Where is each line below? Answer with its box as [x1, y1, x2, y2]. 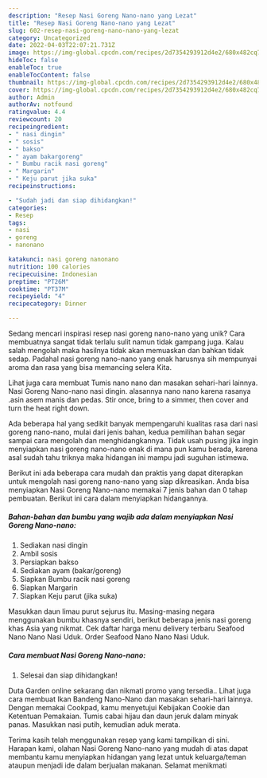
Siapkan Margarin [19, 583, 78, 592]
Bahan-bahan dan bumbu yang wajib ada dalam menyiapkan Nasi [8, 512, 234, 521]
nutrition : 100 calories [8, 262, 91, 271]
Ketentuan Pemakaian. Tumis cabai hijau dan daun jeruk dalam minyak [8, 711, 238, 721]
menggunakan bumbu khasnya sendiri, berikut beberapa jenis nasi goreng [8, 615, 252, 624]
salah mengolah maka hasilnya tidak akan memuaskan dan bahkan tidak [8, 346, 245, 355]
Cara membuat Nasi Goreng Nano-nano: [8, 650, 146, 660]
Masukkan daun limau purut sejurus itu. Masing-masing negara [8, 607, 215, 616]
